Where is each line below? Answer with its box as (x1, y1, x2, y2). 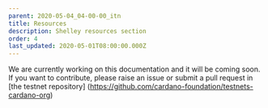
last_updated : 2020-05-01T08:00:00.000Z (8, 42, 147, 50)
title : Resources (8, 19, 67, 28)
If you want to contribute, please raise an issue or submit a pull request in (8, 73, 253, 83)
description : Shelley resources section (8, 27, 147, 35)
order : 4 (8, 34, 38, 43)
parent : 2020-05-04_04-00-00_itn (8, 11, 121, 20)
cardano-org (8, 90, 51, 100)
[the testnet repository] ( (8, 82, 91, 92)
